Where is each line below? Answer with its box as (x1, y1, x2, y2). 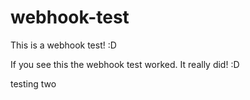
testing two (10, 77, 57, 90)
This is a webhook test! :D (10, 39, 117, 51)
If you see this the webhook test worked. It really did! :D (10, 58, 240, 70)
